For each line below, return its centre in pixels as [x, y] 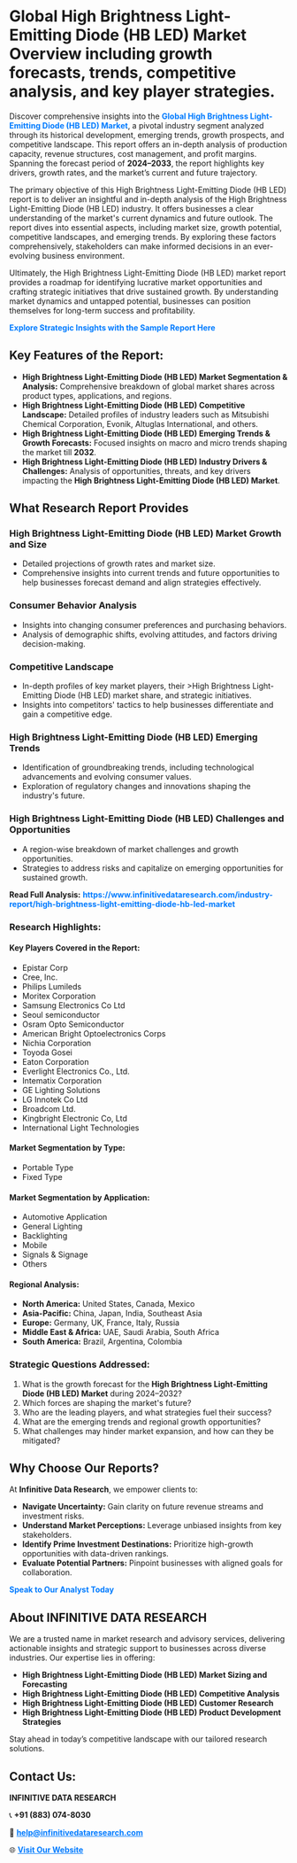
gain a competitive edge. [67, 714]
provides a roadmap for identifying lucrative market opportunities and [136, 282]
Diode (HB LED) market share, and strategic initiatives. [153, 695]
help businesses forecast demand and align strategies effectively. [141, 583]
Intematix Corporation [61, 1080]
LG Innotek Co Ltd [55, 1099]
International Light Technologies [80, 1128]
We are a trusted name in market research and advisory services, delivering [147, 1639]
